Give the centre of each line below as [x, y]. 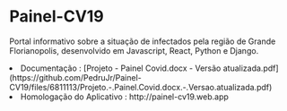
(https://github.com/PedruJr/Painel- [75, 77]
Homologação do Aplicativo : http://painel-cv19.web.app [125, 97]
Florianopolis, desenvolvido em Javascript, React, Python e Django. [134, 50]
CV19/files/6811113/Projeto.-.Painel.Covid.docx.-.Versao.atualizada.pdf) [141, 87]
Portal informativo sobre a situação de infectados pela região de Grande [143, 41]
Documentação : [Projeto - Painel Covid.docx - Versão [121, 68]
